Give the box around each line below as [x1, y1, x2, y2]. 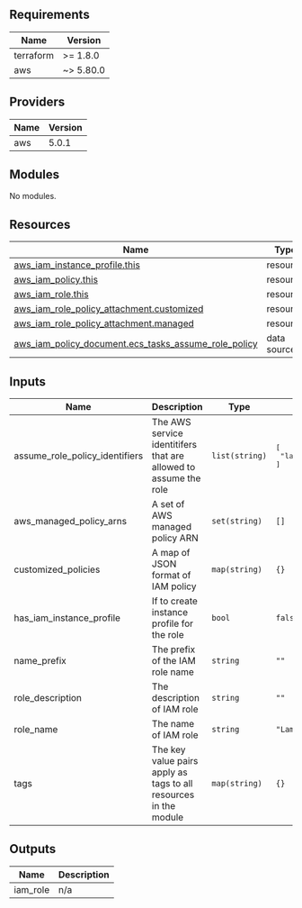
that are [151, 449, 184, 462]
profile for [151, 617, 194, 630]
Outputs [9, 841, 57, 857]
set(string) [211, 516, 263, 526]
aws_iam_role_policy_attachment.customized [13, 303, 204, 315]
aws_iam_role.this [13, 288, 89, 301]
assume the [151, 472, 201, 485]
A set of [151, 498, 185, 511]
